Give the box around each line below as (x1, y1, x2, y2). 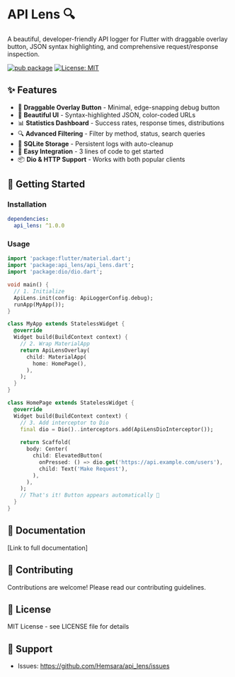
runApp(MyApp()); (13, 300, 65, 308)
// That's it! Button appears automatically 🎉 (20, 492, 160, 499)
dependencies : (7, 215, 50, 223)
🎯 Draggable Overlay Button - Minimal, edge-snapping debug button (17, 103, 220, 112)
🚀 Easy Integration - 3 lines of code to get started (17, 147, 164, 156)
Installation (7, 200, 47, 210)
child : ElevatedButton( (33, 453, 103, 460)
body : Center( (25, 445, 69, 453)
